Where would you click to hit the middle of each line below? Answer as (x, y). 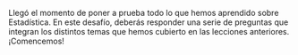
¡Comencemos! (36, 41)
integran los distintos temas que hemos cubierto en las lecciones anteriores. (149, 31)
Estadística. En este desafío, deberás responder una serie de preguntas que (149, 22)
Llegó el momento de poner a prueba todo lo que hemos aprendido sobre (144, 13)
